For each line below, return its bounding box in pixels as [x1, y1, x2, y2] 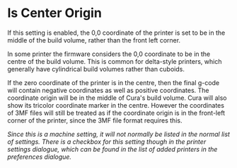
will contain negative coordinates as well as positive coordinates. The [7, 86, 209, 94]
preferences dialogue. [7, 152, 72, 161]
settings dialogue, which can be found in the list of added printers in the [7, 145, 218, 153]
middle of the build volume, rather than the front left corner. [7, 35, 181, 44]
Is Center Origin [7, 5, 103, 21]
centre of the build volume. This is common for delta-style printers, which [7, 57, 222, 65]
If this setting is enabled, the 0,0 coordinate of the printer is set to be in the [7, 28, 226, 37]
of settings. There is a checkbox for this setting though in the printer [7, 137, 207, 146]
